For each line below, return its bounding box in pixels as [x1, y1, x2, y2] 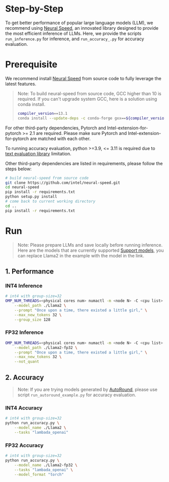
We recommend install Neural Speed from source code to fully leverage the [5, 75, 162, 81]
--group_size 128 [14, 317, 51, 322]
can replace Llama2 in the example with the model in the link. [17, 252, 144, 258]
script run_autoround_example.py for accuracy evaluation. [17, 391, 136, 398]
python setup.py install [5, 194, 57, 199]
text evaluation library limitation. [5, 151, 71, 157]
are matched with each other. [30, 135, 91, 142]
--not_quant [14, 359, 39, 364]
